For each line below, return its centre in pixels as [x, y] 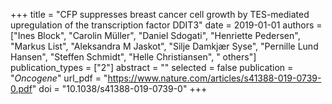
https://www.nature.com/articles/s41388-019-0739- [214, 78]
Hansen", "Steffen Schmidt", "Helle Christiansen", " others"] [133, 57]
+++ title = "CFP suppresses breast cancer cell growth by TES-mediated [160, 14]
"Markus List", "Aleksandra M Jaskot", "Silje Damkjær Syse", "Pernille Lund [164, 46]
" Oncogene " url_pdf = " [59, 78]
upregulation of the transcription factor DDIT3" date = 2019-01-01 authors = [166, 25]
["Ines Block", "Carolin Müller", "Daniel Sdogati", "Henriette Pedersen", [155, 35]
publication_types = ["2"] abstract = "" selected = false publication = [152, 67]
